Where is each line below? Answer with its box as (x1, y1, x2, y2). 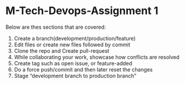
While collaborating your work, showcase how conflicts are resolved (14, 53, 180, 60)
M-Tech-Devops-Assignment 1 (5, 4, 159, 18)
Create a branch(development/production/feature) (14, 35, 136, 42)
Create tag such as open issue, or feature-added (14, 60, 133, 67)
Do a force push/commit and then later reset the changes (14, 66, 153, 73)
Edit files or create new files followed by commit (14, 41, 130, 48)
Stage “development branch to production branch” (14, 72, 136, 79)
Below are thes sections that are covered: (5, 23, 106, 30)
